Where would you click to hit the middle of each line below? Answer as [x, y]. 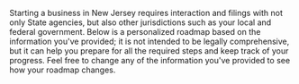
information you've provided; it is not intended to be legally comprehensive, [149, 41]
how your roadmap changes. [63, 70]
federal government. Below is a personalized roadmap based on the [135, 32]
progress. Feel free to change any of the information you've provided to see [150, 60]
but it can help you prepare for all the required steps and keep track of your [149, 51]
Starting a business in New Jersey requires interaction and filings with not [146, 13]
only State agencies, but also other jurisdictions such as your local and [140, 22]
